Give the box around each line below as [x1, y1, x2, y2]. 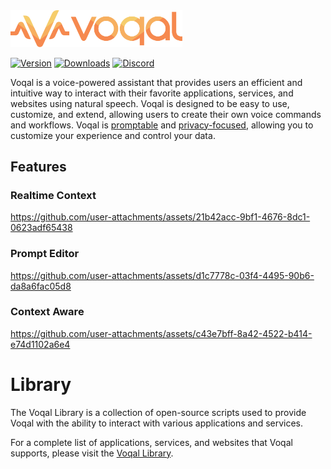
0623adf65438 [10, 222, 73, 234]
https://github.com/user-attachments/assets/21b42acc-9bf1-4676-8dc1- [10, 211, 311, 223]
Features [10, 158, 67, 175]
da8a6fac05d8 [10, 280, 72, 292]
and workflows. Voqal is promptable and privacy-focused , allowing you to [10, 119, 314, 131]
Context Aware [10, 305, 85, 319]
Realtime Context [10, 188, 97, 202]
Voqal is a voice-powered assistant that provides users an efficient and [10, 76, 303, 88]
